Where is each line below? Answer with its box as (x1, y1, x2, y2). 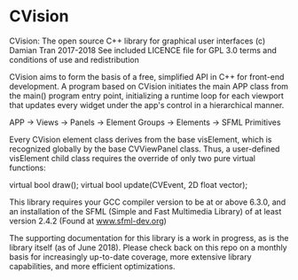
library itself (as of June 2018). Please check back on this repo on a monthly (9, 242, 287, 253)
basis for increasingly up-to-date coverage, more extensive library (9, 251, 252, 262)
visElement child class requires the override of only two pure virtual (9, 152, 255, 163)
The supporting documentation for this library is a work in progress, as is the (9, 232, 289, 243)
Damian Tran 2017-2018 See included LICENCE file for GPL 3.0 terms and (9, 44, 278, 55)
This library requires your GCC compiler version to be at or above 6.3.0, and (9, 197, 286, 207)
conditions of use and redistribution (9, 54, 139, 65)
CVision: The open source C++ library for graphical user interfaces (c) (9, 35, 266, 46)
